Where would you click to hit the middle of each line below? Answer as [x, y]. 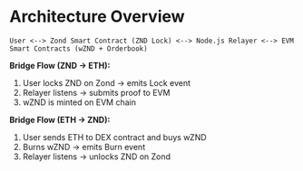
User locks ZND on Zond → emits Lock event [107, 82]
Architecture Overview [97, 17]
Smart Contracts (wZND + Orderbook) [78, 48]
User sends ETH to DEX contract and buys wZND [114, 137]
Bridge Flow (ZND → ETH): [60, 65]
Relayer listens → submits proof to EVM [96, 92]
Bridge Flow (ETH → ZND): [60, 119]
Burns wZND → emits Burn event [84, 147]
